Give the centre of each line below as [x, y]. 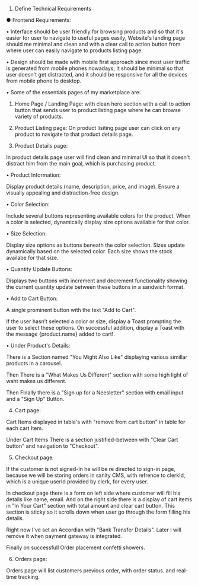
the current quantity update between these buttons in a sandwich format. [95, 287]
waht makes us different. [36, 381]
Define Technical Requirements [53, 9]
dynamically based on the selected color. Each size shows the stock [90, 251]
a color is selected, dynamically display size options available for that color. [98, 222]
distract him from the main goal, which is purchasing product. [81, 163]
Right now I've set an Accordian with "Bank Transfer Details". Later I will [94, 530]
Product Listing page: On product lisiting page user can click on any [98, 128]
